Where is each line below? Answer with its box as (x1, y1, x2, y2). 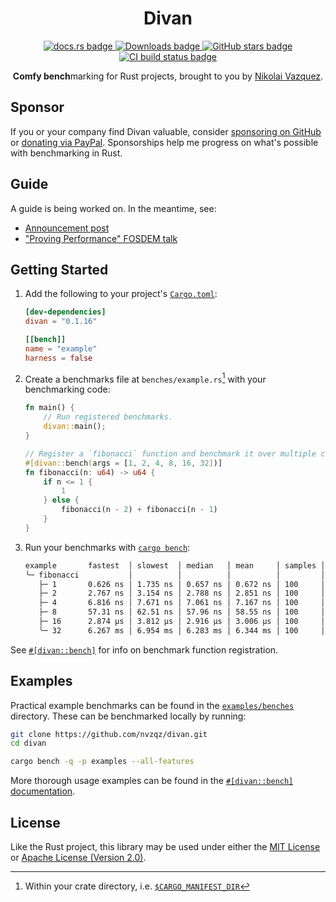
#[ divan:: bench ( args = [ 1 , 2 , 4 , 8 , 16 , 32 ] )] (24, 458, 223, 468)
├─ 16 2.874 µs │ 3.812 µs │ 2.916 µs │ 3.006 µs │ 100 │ (38, 617, 326, 627)
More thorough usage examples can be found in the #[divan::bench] (10, 775, 294, 787)
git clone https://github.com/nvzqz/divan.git (10, 729, 208, 739)
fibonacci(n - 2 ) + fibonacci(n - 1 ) (61, 505, 218, 515)
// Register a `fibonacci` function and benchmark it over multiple (24, 448, 317, 459)
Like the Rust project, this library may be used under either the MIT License (10, 841, 321, 853)
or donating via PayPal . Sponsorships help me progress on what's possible (10, 136, 319, 148)
